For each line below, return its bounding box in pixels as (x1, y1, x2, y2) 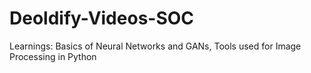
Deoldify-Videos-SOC (9, 7, 195, 30)
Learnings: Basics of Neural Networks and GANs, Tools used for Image (9, 40, 302, 52)
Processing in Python (9, 50, 97, 62)
